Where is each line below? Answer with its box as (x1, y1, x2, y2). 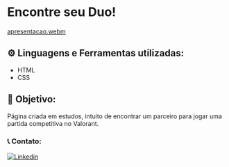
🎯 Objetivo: (7, 93, 56, 105)
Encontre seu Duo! (7, 4, 117, 20)
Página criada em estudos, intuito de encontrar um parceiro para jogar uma (7, 112, 222, 120)
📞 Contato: (7, 136, 42, 146)
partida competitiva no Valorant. (7, 119, 99, 127)
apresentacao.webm (7, 27, 66, 35)
